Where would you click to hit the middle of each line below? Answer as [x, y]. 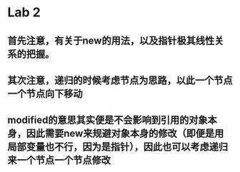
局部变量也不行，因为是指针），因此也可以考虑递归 [118, 147]
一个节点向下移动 [45, 93]
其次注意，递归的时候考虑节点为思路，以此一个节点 [120, 80]
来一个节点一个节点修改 [59, 160]
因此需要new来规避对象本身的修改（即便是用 [125, 134]
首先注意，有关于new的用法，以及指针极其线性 [111, 40]
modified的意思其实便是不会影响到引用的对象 [107, 120]
